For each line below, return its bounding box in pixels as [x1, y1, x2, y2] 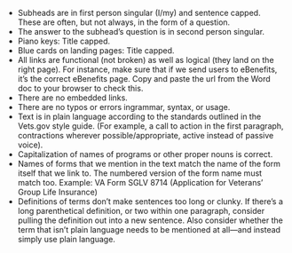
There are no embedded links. [17, 92, 129, 103]
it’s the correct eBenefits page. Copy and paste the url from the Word [17, 74, 271, 83]
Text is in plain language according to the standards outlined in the [17, 111, 262, 122]
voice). [17, 139, 43, 150]
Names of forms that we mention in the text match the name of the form [17, 159, 281, 169]
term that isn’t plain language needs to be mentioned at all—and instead [17, 225, 281, 234]
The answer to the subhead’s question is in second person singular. [17, 27, 264, 36]
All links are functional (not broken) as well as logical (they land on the [17, 55, 274, 65]
